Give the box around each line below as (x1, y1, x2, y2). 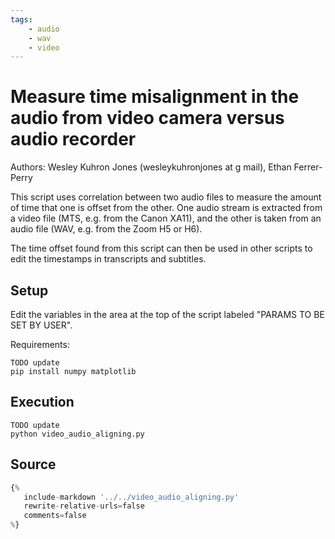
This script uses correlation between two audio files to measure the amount (10, 191, 322, 203)
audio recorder (10, 128, 137, 151)
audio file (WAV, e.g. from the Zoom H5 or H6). (10, 223, 203, 235)
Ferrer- (293, 161, 323, 173)
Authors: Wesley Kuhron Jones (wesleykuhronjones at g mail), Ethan (10, 161, 292, 173)
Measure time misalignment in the (10, 86, 300, 108)
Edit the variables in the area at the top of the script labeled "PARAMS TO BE (10, 309, 325, 320)
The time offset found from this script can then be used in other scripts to (10, 242, 313, 255)
